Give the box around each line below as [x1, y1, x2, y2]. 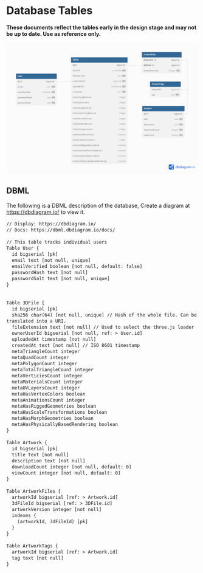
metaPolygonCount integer [12, 360, 78, 366]
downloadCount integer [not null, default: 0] [12, 464, 132, 470]
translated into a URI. [6, 318, 67, 324]
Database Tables [6, 4, 93, 18]
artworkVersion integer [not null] [12, 506, 102, 512]
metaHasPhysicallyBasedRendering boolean [12, 421, 119, 427]
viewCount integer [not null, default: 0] [12, 470, 121, 476]
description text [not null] [12, 458, 86, 464]
